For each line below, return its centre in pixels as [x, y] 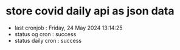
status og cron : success [45, 34]
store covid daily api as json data [90, 11]
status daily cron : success [48, 40]
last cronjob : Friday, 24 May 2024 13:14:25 [68, 28]
